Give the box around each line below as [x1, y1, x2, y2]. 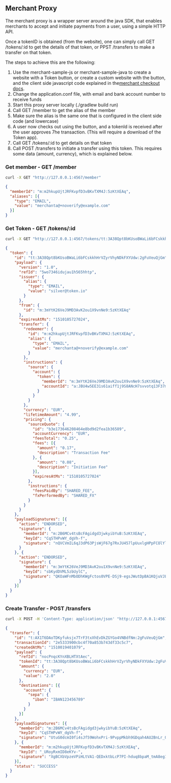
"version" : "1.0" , [18, 264, 58, 270]
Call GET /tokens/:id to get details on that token [12, 140, 112, 146]
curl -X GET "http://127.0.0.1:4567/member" [5, 175, 101, 181]
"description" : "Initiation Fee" [37, 464, 108, 469]
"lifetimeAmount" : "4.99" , [23, 412, 81, 417]
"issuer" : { [18, 274, 44, 279]
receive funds [12, 96, 42, 102]
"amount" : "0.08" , [37, 460, 76, 465]
